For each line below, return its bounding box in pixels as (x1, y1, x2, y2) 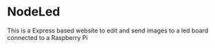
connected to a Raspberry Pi (7, 33, 88, 41)
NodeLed (7, 4, 60, 20)
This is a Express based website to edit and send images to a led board (7, 26, 209, 34)
